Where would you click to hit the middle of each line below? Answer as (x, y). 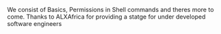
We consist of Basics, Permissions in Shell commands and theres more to (110, 10)
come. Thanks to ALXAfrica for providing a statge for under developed (106, 17)
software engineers (35, 24)
